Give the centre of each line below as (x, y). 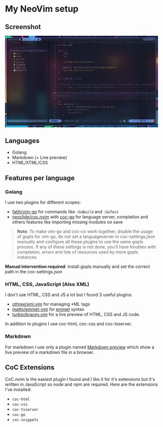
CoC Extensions (30, 368)
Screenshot (23, 27)
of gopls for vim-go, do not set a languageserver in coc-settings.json (86, 237)
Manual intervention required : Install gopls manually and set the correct (78, 267)
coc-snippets (25, 420)
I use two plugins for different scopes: (43, 203)
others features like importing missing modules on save (67, 222)
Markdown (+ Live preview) (40, 158)
